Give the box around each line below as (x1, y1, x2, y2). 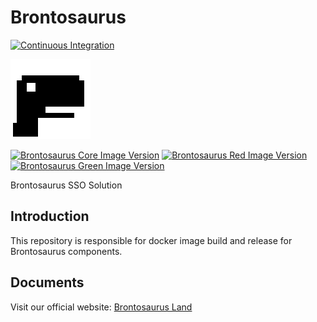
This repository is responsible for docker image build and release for (10, 234, 293, 246)
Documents (10, 274, 85, 291)
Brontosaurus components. (10, 245, 123, 257)
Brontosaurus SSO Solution (10, 179, 123, 191)
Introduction (10, 208, 90, 225)
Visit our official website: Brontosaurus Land (10, 301, 193, 313)
